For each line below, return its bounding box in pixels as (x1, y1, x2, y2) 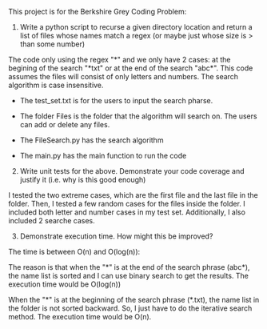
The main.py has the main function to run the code (19, 151, 187, 160)
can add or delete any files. (19, 120, 110, 129)
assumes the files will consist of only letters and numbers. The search (8, 72, 238, 81)
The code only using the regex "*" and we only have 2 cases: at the (8, 55, 231, 64)
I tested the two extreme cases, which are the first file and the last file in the (8, 191, 258, 199)
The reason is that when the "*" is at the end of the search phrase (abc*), (8, 263, 250, 271)
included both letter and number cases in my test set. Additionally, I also (8, 207, 246, 217)
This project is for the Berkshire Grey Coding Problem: (8, 7, 187, 16)
